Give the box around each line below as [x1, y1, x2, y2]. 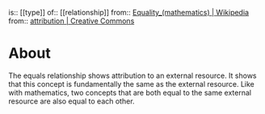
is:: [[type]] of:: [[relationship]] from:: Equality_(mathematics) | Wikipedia [8, 8, 249, 17]
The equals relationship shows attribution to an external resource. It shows [8, 71, 257, 80]
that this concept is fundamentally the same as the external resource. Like [8, 79, 254, 88]
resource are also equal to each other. [8, 96, 135, 106]
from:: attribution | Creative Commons [8, 16, 135, 26]
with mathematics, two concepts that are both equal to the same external [8, 88, 252, 97]
